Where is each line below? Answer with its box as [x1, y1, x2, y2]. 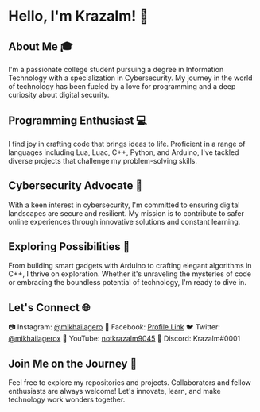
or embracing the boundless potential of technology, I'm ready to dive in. [8, 278, 246, 287]
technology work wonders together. [8, 395, 126, 404]
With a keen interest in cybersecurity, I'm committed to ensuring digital [8, 200, 240, 210]
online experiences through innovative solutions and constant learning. [8, 217, 241, 226]
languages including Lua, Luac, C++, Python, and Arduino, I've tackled [8, 147, 239, 157]
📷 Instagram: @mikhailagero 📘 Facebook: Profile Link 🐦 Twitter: [8, 322, 221, 332]
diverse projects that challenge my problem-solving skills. [8, 156, 197, 165]
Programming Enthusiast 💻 [8, 114, 147, 128]
